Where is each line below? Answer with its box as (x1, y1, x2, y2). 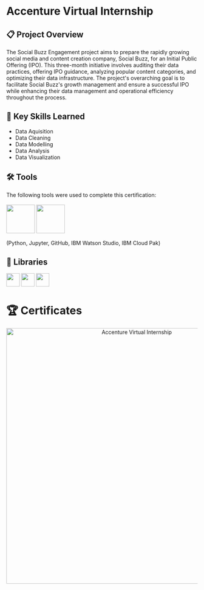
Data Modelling (15, 140, 53, 147)
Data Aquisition (15, 127, 53, 135)
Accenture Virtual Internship (6, 4, 154, 18)
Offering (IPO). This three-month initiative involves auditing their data (6, 62, 179, 68)
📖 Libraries (6, 257, 48, 268)
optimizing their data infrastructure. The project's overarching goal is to (6, 74, 185, 82)
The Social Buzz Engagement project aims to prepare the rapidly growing (6, 49, 189, 55)
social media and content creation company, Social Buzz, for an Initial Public (6, 55, 197, 62)
